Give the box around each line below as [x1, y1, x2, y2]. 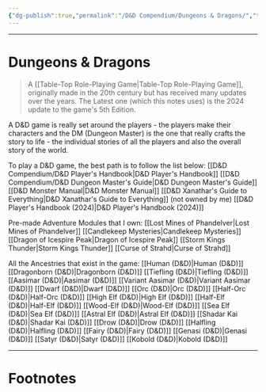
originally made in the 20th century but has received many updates [27, 88, 247, 97]
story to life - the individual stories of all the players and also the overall [8, 136, 241, 147]
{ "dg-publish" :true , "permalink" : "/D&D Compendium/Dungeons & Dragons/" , [8, 11, 253, 20]
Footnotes [8, 369, 77, 387]
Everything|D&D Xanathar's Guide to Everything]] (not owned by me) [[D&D [8, 194, 254, 204]
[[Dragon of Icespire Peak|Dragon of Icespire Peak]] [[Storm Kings [8, 234, 226, 244]
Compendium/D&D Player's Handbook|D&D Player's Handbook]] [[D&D [8, 169, 240, 178]
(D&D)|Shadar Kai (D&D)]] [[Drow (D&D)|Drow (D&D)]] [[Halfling [8, 318, 216, 327]
